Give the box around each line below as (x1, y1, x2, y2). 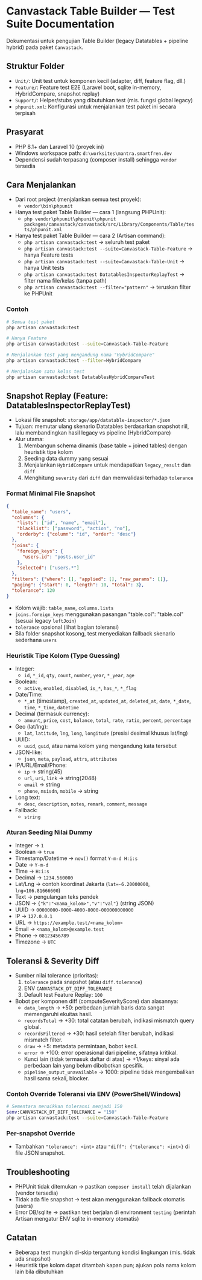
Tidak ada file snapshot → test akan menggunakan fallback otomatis (14, 1196, 185, 1203)
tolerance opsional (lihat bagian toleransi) (14, 623, 119, 631)
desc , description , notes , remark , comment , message (24, 800, 148, 807)
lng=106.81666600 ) (14, 887, 61, 894)
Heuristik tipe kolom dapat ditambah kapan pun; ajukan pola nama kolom (14, 1261, 196, 1269)
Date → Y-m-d (14, 861, 49, 868)
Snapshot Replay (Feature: (6, 391, 109, 401)
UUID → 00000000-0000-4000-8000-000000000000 (14, 906, 134, 913)
